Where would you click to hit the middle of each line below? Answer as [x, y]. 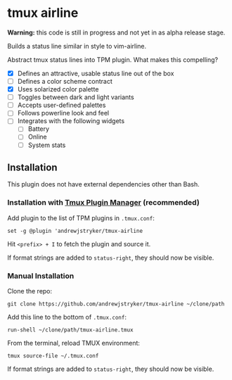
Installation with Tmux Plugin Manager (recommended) [104, 203]
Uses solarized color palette [58, 89]
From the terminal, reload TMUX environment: [74, 343]
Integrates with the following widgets [71, 121]
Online [37, 137]
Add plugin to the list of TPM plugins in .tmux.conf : [81, 218]
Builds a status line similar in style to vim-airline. [77, 46]
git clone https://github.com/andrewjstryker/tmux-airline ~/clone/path [116, 304]
